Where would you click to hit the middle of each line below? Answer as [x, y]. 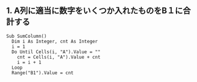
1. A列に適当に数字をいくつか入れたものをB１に [95, 11]
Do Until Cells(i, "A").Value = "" [56, 52]
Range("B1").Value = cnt [43, 73]
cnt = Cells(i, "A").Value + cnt [59, 57]
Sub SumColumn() [26, 36]
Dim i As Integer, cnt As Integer [55, 41]
